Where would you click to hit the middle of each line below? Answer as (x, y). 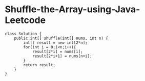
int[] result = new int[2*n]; (55, 43)
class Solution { (23, 34)
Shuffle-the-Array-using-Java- (72, 9)
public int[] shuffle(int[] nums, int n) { (61, 38)
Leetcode (25, 20)
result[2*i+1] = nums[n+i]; (62, 56)
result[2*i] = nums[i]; (57, 51)
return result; (39, 65)
